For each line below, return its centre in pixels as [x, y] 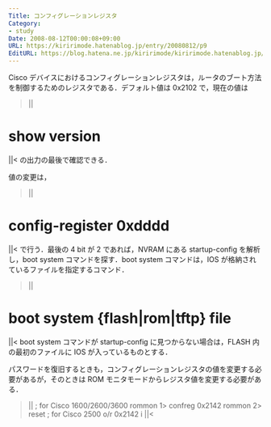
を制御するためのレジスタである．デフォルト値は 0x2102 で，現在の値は [128, 87]
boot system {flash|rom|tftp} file [120, 318]
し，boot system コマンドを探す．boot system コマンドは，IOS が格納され [132, 259]
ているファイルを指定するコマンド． [69, 269]
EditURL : [23, 53]
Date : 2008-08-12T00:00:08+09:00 [65, 38]
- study [21, 31]
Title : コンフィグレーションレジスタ [63, 16]
